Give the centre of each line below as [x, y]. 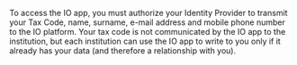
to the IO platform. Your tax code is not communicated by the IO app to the [148, 32]
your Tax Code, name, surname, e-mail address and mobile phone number [148, 22]
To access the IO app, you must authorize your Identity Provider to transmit [148, 13]
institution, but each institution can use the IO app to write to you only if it [145, 41]
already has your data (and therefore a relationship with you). [123, 51]
